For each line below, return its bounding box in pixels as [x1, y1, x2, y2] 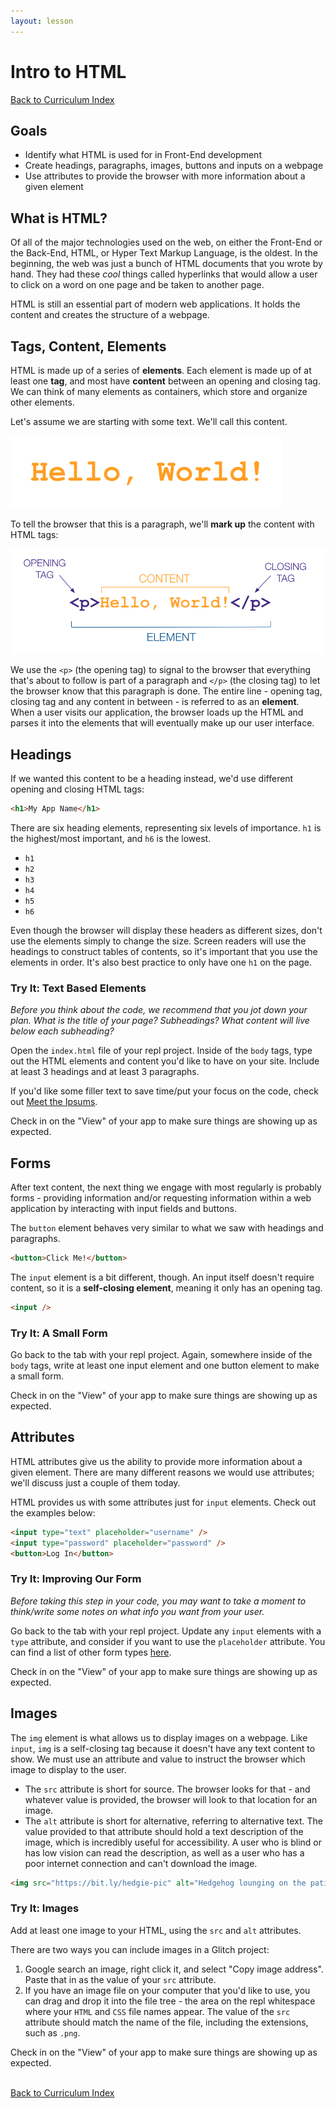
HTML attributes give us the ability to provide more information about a [10, 1455, 303, 1467]
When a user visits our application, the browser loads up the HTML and [10, 706, 304, 719]
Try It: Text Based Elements [10, 981, 147, 995]
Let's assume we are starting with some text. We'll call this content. [10, 416, 288, 427]
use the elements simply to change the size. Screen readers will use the [10, 935, 307, 947]
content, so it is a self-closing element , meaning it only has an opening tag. [10, 1281, 323, 1294]
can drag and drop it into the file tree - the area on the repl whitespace [24, 1995, 316, 2007]
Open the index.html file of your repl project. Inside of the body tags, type [10, 1045, 313, 1057]
